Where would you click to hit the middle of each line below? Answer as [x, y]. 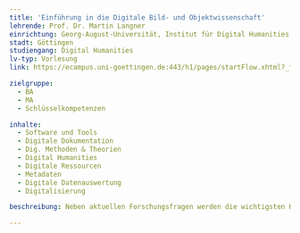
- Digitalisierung [52, 191]
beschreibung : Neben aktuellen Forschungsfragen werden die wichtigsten [147, 207]
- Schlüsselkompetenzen [61, 108]
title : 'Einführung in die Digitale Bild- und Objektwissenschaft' [137, 17]
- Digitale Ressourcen [59, 166]
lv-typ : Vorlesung [43, 59]
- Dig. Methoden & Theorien [70, 150]
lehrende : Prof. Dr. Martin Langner [77, 26]
